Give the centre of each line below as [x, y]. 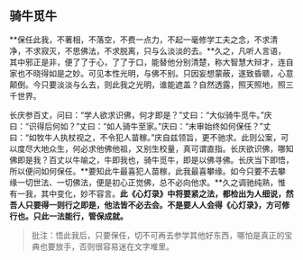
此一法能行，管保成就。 [84, 216]
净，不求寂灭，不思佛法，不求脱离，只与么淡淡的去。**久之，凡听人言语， [148, 50]
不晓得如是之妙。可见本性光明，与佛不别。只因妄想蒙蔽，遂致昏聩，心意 [159, 73]
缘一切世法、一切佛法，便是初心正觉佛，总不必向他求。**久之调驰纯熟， [144, 182]
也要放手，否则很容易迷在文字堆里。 [106, 247]
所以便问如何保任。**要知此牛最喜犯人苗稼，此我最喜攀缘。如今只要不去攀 [148, 171]
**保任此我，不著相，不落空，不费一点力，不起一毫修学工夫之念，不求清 [144, 40]
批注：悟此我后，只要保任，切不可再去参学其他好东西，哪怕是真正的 [158, 235]
